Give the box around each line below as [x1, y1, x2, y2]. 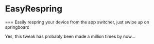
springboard [5, 24, 30, 30]
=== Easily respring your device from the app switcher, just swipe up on [5, 19, 150, 25]
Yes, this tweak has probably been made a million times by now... [5, 33, 136, 39]
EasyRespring [5, 3, 63, 14]
